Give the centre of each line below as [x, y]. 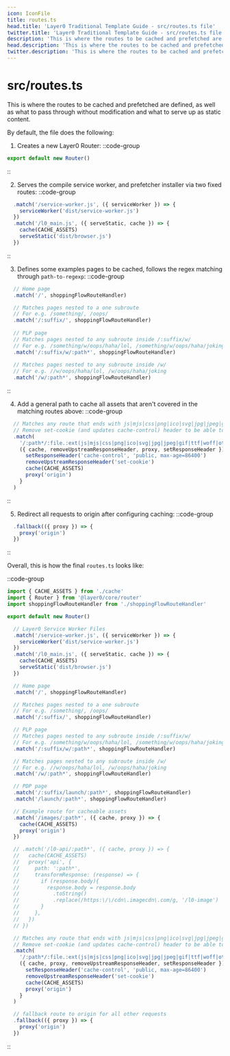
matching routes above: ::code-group [70, 411]
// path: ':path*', [47, 868]
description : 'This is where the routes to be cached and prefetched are [115, 39]
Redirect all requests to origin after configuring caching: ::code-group [115, 514]
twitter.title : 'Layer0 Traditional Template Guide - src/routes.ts [107, 33]
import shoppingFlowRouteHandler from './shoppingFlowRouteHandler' [107, 604]
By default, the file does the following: [61, 132]
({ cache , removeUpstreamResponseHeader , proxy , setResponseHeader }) [122, 450]
